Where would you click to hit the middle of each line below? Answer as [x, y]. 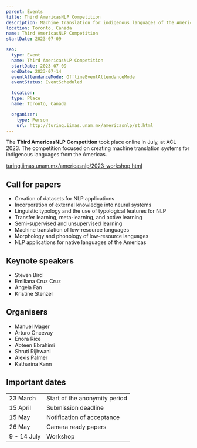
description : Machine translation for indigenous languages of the [90, 22]
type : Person [33, 120]
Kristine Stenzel [33, 294]
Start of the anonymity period [86, 398]
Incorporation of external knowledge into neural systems [83, 205]
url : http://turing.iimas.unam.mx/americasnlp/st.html [85, 125]
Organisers [27, 312]
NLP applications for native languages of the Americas [80, 242]
